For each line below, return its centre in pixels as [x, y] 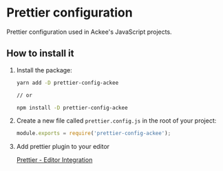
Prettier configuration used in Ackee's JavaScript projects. [89, 32]
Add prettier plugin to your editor [63, 147]
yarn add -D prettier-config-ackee [67, 83]
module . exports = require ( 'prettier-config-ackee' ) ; [94, 133]
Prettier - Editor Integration [54, 160]
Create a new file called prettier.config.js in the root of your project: [116, 121]
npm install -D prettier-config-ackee [72, 108]
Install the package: [44, 70]
